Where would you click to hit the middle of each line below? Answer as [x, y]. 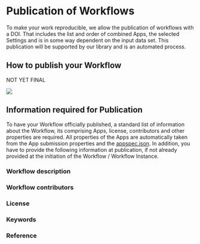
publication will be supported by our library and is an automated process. [96, 47]
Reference [21, 236]
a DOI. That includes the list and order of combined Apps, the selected [93, 33]
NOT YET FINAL [26, 80]
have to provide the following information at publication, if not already [92, 150]
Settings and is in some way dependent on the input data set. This [87, 40]
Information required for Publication [75, 110]
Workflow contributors [40, 188]
